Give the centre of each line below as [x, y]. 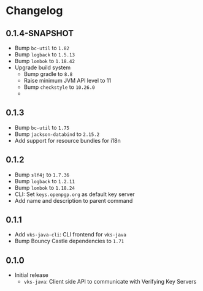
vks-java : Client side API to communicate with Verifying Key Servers [110, 282]
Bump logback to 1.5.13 [44, 55]
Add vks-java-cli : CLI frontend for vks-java [71, 235]
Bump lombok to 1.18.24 [44, 187]
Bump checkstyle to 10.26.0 [59, 87]
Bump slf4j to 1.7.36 [42, 175]
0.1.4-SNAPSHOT [40, 33]
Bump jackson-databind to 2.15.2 [57, 134]
